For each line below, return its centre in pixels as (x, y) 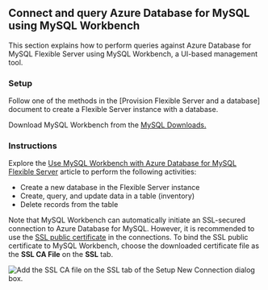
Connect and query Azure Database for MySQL (129, 13)
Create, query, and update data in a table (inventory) (107, 196)
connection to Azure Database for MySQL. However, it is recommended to (132, 229)
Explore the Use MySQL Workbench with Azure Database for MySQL (122, 164)
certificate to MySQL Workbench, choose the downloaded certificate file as (134, 246)
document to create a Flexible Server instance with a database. (113, 110)
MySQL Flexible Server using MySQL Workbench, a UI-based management (133, 54)
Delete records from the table (69, 205)
